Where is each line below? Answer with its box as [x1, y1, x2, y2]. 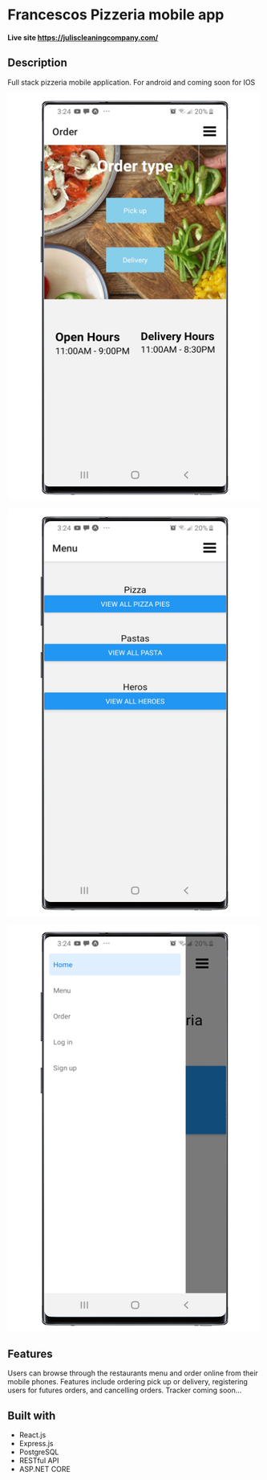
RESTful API [18, 1456, 59, 1466]
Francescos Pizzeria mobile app [7, 6, 225, 24]
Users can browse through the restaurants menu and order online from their [7, 1368, 258, 1378]
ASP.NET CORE [18, 1465, 71, 1474]
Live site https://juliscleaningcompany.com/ [7, 32, 159, 42]
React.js [18, 1430, 47, 1440]
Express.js [18, 1439, 54, 1449]
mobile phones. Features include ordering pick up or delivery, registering [7, 1377, 248, 1387]
